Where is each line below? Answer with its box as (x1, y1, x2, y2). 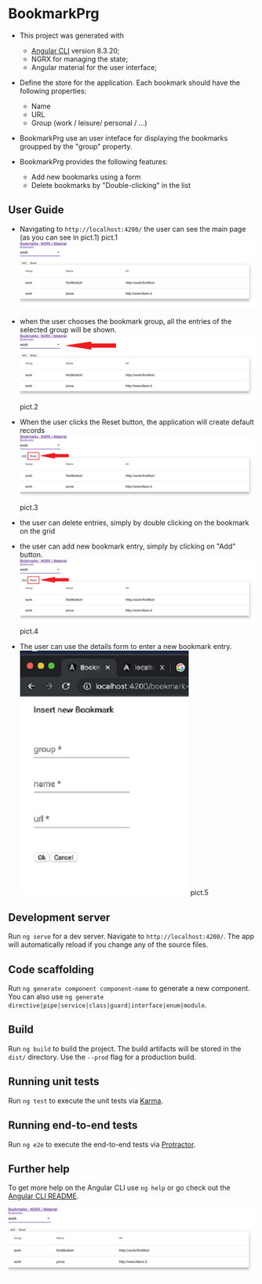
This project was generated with (19, 31, 124, 40)
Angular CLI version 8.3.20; (31, 46, 120, 55)
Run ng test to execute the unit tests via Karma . (8, 1095, 163, 1105)
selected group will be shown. (19, 325, 117, 334)
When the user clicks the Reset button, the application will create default (19, 417, 255, 427)
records (19, 425, 45, 435)
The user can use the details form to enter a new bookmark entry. (19, 642, 232, 651)
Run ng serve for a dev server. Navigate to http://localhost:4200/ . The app (8, 932, 255, 941)
